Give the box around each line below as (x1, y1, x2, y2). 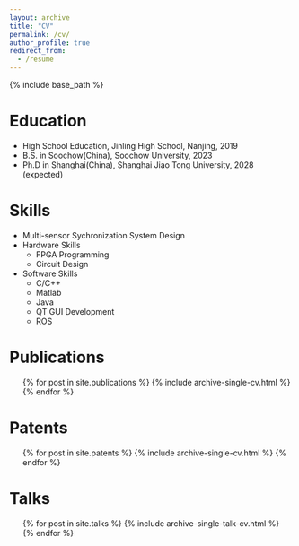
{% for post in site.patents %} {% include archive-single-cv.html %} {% (22, 447, 287, 458)
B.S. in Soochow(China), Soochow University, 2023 (22, 150, 213, 160)
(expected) (22, 169, 64, 179)
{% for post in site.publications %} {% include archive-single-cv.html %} (22, 377, 291, 387)
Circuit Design (35, 258, 89, 269)
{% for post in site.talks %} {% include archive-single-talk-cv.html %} (22, 517, 280, 529)
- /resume (17, 55, 54, 64)
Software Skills (22, 268, 78, 279)
